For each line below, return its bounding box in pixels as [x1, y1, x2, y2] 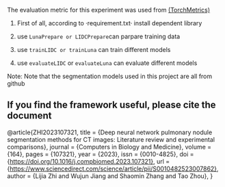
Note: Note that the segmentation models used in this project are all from [7, 72, 213, 80]
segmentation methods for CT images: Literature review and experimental [7, 135, 215, 143]
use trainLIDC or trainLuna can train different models [16, 46, 171, 53]
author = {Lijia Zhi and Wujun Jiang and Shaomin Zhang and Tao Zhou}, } [7, 171, 213, 180]
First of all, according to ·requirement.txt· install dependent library [16, 19, 202, 27]
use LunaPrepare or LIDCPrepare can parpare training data [16, 32, 181, 40]
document [7, 110, 52, 122]
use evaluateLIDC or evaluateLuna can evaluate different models [16, 59, 198, 67]
